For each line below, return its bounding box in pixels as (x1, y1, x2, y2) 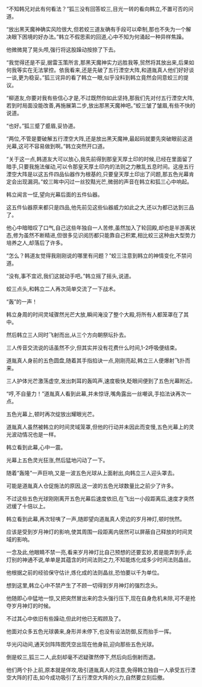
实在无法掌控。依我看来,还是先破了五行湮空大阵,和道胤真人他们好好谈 (22, 66, 195, 74)
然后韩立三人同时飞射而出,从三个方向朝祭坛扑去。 (6, 331, 130, 338)
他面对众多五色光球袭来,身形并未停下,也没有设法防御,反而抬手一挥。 (6, 628, 175, 635)
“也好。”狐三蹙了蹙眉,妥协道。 (6, 123, 79, 129)
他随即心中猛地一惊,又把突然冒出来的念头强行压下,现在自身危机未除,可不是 (6, 595, 191, 602)
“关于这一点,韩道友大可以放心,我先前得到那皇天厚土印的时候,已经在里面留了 (6, 156, 193, 162)
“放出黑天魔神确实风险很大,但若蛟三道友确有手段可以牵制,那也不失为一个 (6, 26, 186, 33)
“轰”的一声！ (6, 298, 38, 305)
